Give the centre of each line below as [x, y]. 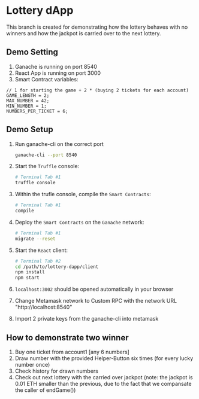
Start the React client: [41, 250]
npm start [27, 278]
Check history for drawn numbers [57, 371]
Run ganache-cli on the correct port [59, 144]
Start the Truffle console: [47, 166]
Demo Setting [32, 52]
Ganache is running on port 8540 [56, 66]
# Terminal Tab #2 [38, 261]
